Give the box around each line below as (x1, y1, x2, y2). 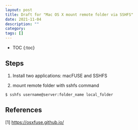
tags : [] (5, 31, 24, 36)
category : (5, 26, 26, 31)
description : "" (5, 21, 39, 27)
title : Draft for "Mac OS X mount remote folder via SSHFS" (5, 12, 134, 17)
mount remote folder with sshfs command (12, 82, 99, 88)
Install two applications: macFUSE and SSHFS (12, 73, 107, 79)
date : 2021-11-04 (5, 17, 42, 22)
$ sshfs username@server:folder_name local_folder (5, 92, 113, 97)
